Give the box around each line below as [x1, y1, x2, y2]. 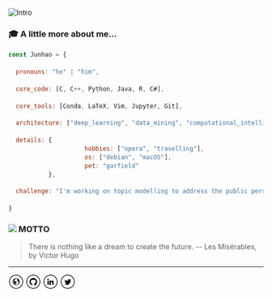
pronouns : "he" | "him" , [15, 68, 100, 76]
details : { [15, 136, 53, 145]
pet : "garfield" [84, 162, 139, 170]
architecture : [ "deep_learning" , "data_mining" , [15, 119, 183, 127]
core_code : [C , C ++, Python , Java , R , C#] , [15, 85, 164, 93]
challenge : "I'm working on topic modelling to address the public [15, 187, 249, 196]
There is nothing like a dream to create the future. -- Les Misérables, [28, 242, 257, 252]
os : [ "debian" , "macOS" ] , [84, 153, 172, 161]
